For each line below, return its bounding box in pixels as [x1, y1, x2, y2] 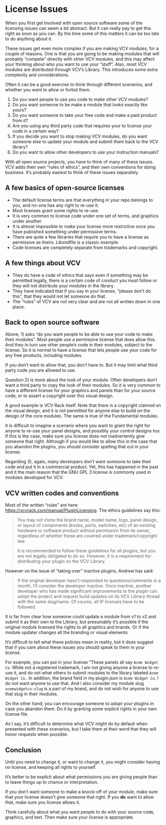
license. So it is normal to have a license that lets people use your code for [5, 347, 157, 353]
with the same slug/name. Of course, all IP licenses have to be [17, 599, 145, 605]
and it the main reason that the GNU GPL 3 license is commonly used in [5, 469, 151, 475]
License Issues [5, 3, 68, 15]
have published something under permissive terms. [12, 229, 117, 235]
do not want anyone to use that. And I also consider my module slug [5, 680, 144, 686]
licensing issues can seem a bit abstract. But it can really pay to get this [5, 25, 151, 31]
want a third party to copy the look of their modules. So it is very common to [5, 382, 161, 388]
